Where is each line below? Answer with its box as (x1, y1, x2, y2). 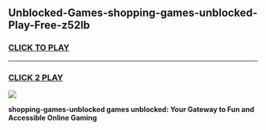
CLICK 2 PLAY (8, 72, 63, 83)
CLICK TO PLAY (8, 43, 70, 54)
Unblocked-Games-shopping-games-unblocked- (8, 6, 258, 20)
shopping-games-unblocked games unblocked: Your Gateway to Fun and (8, 104, 255, 113)
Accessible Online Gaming (8, 113, 97, 122)
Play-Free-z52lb (8, 19, 90, 32)
